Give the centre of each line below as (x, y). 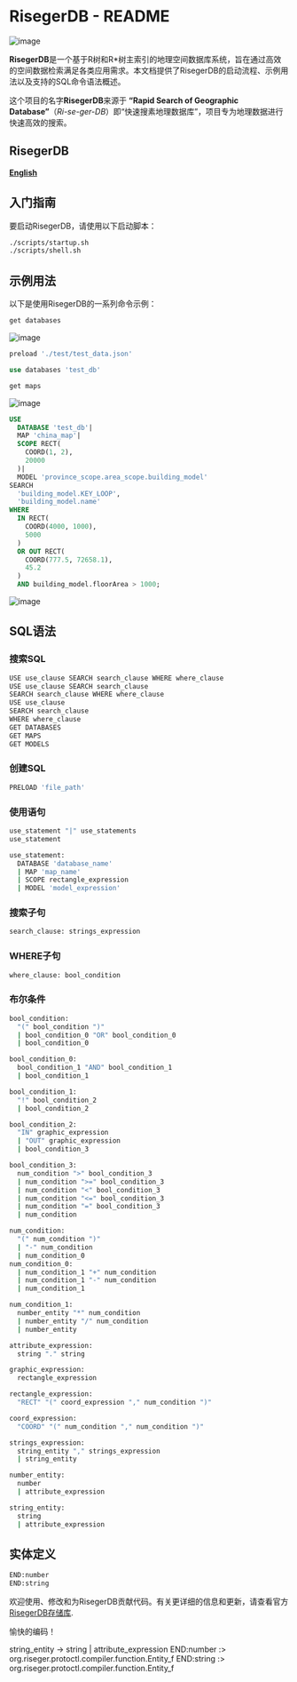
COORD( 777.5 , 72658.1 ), (69, 560)
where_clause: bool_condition (65, 975)
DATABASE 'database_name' (65, 864)
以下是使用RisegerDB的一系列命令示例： (83, 304)
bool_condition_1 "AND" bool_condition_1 (95, 1068)
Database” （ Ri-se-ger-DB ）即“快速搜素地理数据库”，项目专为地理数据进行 (146, 111)
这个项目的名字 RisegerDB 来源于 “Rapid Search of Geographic (124, 100)
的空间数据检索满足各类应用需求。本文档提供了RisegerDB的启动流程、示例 (145, 70)
